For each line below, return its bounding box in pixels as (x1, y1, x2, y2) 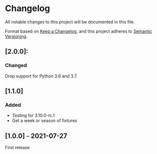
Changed (5, 62, 28, 69)
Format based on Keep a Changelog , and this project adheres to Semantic (5, 28, 152, 34)
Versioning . (5, 33, 28, 39)
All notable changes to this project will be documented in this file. (5, 19, 135, 25)
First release (5, 145, 30, 151)
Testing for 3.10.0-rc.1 (12, 112, 55, 119)
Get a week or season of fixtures (12, 118, 77, 123)
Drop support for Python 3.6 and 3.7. (5, 73, 78, 79)
